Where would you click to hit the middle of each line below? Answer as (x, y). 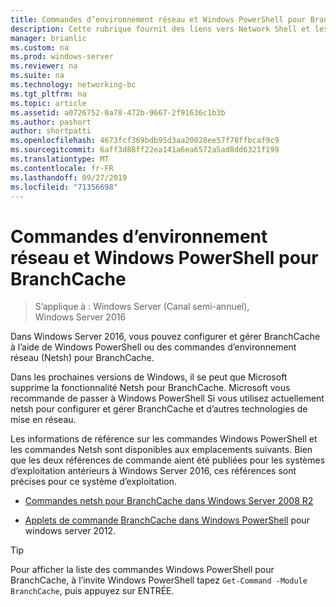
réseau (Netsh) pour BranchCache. (82, 358)
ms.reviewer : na (44, 66)
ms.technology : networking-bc (73, 85)
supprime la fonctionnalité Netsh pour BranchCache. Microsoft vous (150, 388)
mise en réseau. (43, 420)
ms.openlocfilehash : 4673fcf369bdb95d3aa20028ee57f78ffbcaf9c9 (145, 141)
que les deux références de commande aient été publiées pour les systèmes (168, 460)
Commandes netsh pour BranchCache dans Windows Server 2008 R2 (169, 501)
